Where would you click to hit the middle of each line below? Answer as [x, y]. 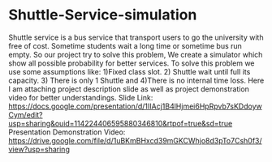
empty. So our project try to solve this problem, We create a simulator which [136, 54]
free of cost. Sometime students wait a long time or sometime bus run [125, 45]
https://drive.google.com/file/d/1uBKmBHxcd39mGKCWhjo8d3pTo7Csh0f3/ [135, 140]
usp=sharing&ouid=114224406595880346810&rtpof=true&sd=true [121, 123]
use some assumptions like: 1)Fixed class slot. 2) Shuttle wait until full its [130, 71]
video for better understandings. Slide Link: [81, 97]
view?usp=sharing [39, 149]
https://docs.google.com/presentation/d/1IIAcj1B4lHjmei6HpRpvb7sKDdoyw [135, 106]
